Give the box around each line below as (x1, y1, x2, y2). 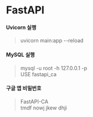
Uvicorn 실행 (6, 24, 37, 31)
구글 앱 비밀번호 (6, 85, 42, 92)
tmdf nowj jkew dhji (20, 104, 67, 111)
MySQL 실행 (6, 51, 35, 58)
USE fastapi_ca (20, 70, 57, 77)
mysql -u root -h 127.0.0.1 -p (20, 65, 87, 72)
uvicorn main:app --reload (20, 37, 84, 44)
